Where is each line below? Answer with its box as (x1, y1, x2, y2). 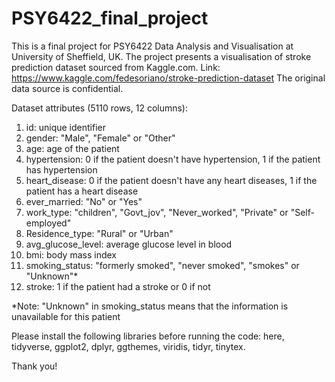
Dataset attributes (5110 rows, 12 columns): (11, 102, 189, 114)
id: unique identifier (25, 121, 106, 133)
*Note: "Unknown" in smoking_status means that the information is (11, 300, 289, 312)
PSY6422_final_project (11, 7, 209, 30)
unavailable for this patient (11, 310, 121, 322)
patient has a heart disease (25, 185, 139, 197)
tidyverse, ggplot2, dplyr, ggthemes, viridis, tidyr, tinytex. (11, 340, 246, 352)
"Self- (290, 206, 315, 218)
